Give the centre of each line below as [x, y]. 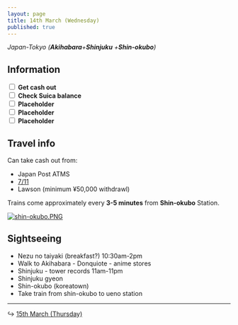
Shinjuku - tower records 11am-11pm [70, 270]
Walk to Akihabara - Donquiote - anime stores [84, 263]
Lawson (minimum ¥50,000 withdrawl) [74, 189]
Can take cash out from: [42, 160]
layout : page [27, 14]
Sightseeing [35, 239]
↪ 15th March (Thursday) [45, 314]
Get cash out [37, 87]
